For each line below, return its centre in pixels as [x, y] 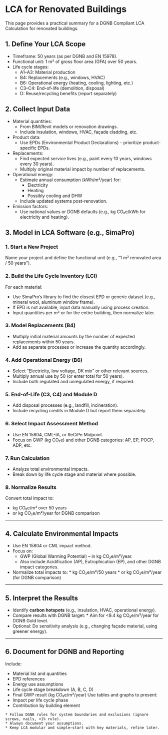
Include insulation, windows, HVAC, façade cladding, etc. [79, 132]
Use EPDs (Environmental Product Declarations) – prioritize [80, 142]
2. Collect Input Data [38, 109]
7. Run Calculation [27, 458]
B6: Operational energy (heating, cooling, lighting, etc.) [76, 83]
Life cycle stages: [30, 67]
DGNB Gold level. [30, 620]
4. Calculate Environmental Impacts [62, 534]
